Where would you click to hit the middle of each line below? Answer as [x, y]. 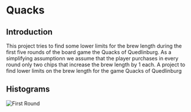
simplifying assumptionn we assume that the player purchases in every [92, 58]
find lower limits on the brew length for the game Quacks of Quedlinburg [94, 71]
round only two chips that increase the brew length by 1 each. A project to [96, 65]
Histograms [28, 89]
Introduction [29, 32]
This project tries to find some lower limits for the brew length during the [94, 46]
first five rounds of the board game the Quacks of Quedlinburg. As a [89, 52]
